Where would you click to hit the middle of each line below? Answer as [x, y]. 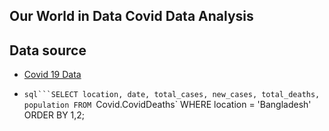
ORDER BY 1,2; [54, 115]
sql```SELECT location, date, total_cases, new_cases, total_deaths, [172, 95]
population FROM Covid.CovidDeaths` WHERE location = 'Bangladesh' [167, 105]
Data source [48, 50]
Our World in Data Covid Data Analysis [131, 16]
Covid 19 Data [52, 75]
